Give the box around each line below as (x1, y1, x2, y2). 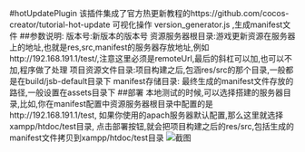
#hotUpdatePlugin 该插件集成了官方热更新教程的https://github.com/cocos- (9, 8, 290, 18)
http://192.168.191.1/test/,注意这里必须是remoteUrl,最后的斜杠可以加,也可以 (9, 53, 284, 63)
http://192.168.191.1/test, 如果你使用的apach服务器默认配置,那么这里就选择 (9, 109, 284, 120)
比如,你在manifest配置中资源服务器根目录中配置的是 (19, 99, 213, 109)
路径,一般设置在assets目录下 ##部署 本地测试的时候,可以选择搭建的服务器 (9, 87, 284, 98)
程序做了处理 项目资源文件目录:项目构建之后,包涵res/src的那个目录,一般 (19, 64, 286, 75)
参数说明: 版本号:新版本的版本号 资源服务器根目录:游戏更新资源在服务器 (29, 31, 296, 41)
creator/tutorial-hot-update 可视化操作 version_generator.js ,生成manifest (9, 19, 283, 30)
